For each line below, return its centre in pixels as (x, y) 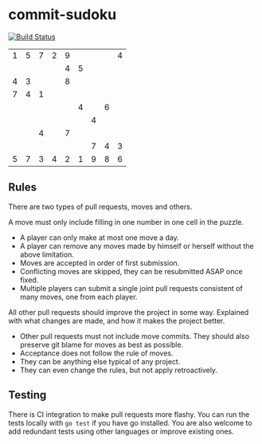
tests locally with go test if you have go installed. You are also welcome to (130, 422)
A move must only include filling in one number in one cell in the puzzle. (126, 222)
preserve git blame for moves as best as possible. (102, 344)
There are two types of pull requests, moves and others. (100, 206)
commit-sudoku (63, 15)
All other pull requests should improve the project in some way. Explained (129, 312)
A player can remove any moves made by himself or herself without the (137, 246)
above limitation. (47, 254)
